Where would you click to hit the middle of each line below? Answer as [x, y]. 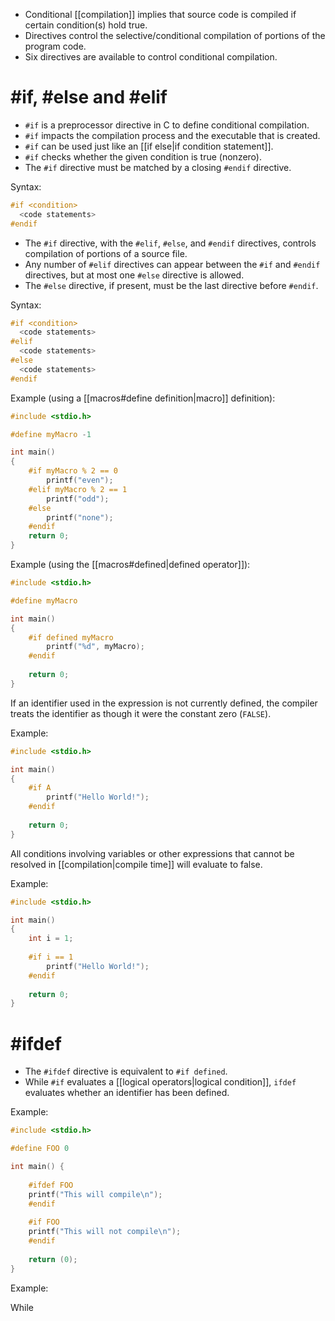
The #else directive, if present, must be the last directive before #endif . [171, 285]
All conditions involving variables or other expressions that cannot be [152, 853]
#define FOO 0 [40, 1149]
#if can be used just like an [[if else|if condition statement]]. [149, 146]
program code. [55, 46]
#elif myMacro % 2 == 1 [78, 489]
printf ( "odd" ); [78, 499]
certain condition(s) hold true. [86, 25]
